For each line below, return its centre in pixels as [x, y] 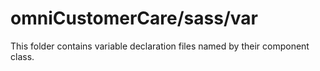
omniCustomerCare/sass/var [134, 18]
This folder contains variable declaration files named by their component [160, 46]
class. [22, 56]
